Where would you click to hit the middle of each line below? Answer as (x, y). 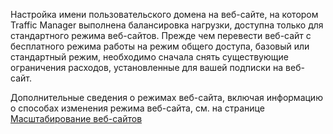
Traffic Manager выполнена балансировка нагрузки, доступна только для (167, 25)
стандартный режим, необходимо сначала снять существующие (149, 57)
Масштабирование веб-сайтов (76, 118)
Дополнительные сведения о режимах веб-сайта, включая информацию (166, 97)
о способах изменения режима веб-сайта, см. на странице (137, 108)
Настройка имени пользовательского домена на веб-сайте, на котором (164, 14)
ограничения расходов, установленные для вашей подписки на (147, 67)
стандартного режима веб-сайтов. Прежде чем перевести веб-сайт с (161, 35)
